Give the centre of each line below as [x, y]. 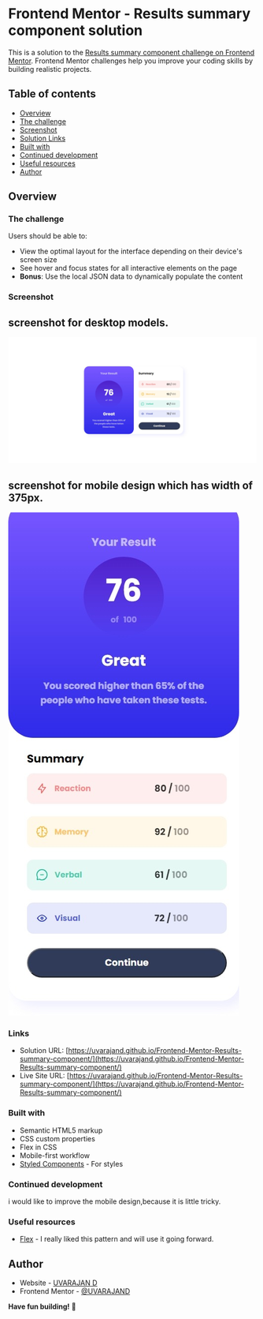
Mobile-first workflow [55, 1155]
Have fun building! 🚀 [42, 1306]
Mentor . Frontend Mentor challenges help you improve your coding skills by [131, 61]
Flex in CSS [38, 1147]
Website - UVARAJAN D [58, 1283]
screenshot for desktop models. [89, 322]
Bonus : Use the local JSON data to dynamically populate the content [131, 276]
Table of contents [52, 94]
